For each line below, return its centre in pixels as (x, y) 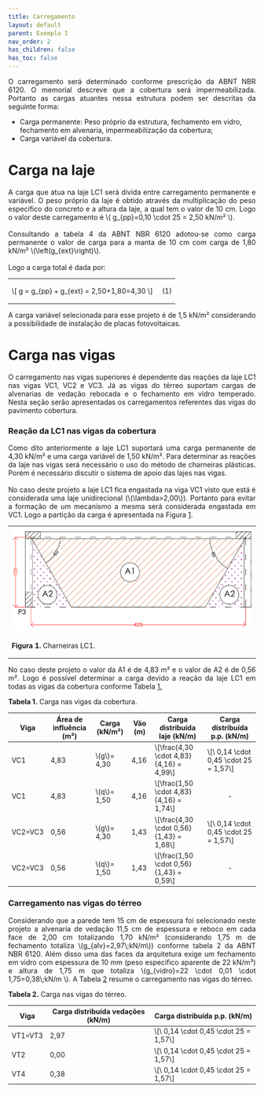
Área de (70, 719)
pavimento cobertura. (43, 411)
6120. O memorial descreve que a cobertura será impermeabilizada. (132, 90)
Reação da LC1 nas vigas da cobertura (82, 431)
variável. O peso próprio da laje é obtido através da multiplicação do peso (132, 200)
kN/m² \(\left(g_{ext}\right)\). (55, 250)
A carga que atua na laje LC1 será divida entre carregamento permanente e (132, 192)
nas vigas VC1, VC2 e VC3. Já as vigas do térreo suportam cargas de (132, 386)
